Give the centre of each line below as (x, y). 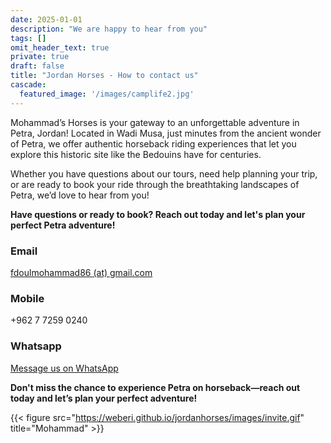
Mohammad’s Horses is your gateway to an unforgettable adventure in (155, 122)
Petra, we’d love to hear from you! (80, 195)
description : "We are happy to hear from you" (109, 29)
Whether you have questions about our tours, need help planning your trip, (164, 173)
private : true (40, 57)
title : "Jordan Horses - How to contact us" (104, 76)
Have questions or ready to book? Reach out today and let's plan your (158, 214)
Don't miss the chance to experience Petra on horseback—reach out (155, 387)
